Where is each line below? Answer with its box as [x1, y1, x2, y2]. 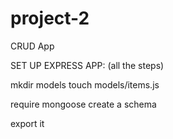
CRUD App [10, 40, 55, 52]
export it [10, 117, 45, 129]
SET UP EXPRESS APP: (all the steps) [10, 59, 165, 71]
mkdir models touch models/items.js [10, 78, 160, 91]
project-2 [10, 7, 90, 30]
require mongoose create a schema [10, 98, 157, 110]
